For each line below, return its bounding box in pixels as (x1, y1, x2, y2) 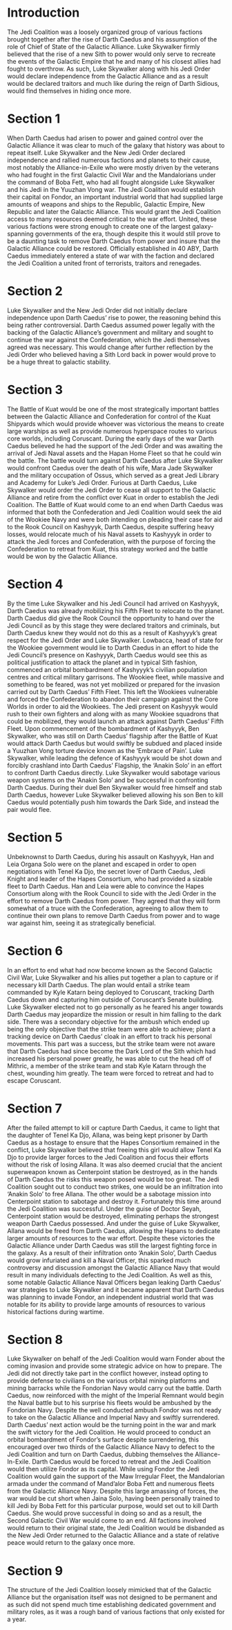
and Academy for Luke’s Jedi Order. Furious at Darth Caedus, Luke (7, 478, 197, 486)
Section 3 (7, 382, 64, 398)
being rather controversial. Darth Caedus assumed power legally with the (7, 321, 215, 329)
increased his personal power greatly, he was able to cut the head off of (7, 1054, 212, 1063)
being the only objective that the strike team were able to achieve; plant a (7, 1025, 216, 1033)
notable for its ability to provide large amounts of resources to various (7, 1300, 206, 1309)
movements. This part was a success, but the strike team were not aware (7, 1039, 215, 1047)
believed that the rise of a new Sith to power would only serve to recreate (7, 50, 216, 58)
